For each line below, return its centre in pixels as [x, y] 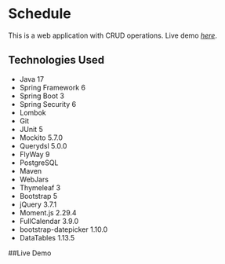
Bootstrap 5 [38, 196]
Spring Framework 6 [53, 87]
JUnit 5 [31, 129]
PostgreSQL [39, 163]
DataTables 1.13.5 [47, 237]
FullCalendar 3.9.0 [49, 221]
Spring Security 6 [48, 104]
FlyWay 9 [34, 154]
